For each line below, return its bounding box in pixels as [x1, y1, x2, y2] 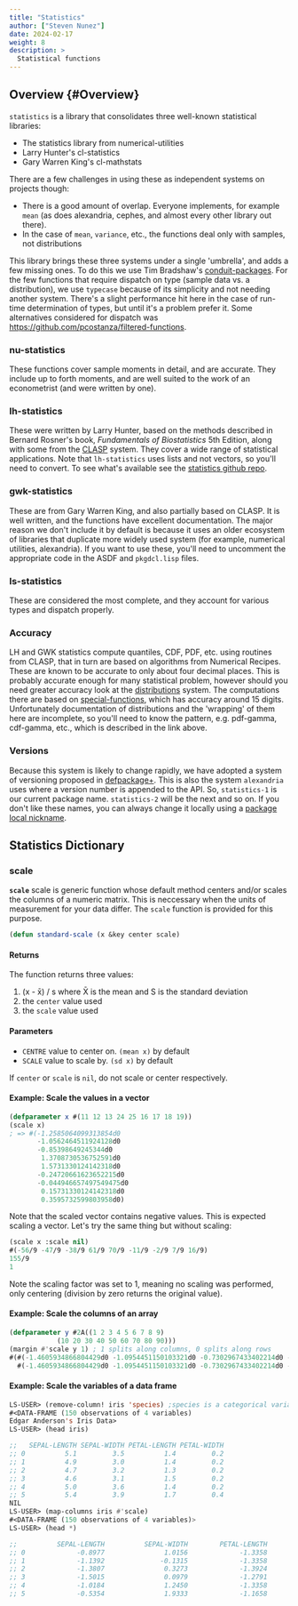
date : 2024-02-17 [9, 29, 74, 38]
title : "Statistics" [9, 12, 86, 22]
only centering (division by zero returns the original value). [9, 1288, 223, 1298]
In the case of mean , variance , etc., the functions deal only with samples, [21, 229, 286, 239]
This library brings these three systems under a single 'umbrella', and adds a [9, 255, 289, 266]
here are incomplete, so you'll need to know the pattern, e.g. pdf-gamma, [9, 713, 278, 724]
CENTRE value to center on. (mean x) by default [21, 1046, 191, 1056]
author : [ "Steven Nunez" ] [9, 21, 105, 30]
